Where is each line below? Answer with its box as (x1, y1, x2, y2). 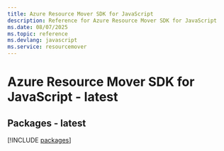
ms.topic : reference (7, 30, 69, 38)
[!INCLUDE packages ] (7, 136, 72, 144)
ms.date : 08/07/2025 (7, 23, 69, 30)
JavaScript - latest (7, 89, 118, 105)
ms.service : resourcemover (7, 43, 87, 50)
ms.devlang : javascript (7, 37, 78, 44)
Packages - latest (7, 117, 86, 129)
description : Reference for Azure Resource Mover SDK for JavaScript (7, 17, 218, 24)
